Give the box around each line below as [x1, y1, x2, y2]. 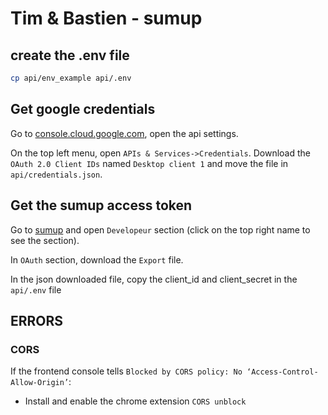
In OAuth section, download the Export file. [10, 253, 184, 266]
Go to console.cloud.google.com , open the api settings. [10, 127, 239, 139]
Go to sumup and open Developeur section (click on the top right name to [10, 223, 311, 236]
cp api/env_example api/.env [10, 73, 132, 83]
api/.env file [10, 283, 62, 296]
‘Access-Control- [246, 367, 319, 377]
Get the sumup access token [10, 197, 193, 214]
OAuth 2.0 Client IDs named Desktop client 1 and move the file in [10, 157, 289, 169]
